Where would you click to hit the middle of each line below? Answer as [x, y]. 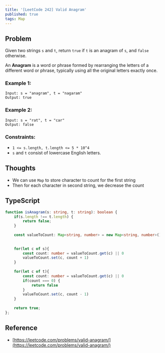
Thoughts [20, 168]
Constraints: [20, 137]
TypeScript [23, 201]
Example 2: [19, 110]
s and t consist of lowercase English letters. [57, 153]
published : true [22, 14]
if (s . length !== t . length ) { [44, 217]
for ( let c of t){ [32, 272]
